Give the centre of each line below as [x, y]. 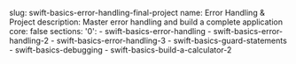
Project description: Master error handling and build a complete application [146, 22]
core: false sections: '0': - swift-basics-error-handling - [110, 31]
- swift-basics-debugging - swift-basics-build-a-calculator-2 [121, 50]
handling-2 [29, 40]
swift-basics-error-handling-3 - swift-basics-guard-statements [172, 40]
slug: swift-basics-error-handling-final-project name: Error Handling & [137, 13]
